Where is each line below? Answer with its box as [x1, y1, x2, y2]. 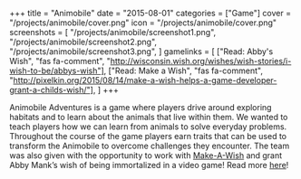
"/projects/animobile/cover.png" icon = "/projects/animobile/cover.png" [9, 17, 277, 28]
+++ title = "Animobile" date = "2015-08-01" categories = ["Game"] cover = [9, 8, 292, 18]
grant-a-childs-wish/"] [9, 85, 93, 95]
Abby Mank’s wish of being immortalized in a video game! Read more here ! [9, 160, 289, 170]
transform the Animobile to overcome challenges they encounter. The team [9, 140, 290, 151]
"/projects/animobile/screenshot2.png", [9, 36, 157, 47]
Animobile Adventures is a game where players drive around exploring [9, 102, 272, 112]
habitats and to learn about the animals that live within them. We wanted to [9, 112, 288, 122]
